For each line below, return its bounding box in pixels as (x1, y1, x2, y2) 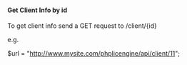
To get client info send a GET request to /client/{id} (7, 21, 157, 30)
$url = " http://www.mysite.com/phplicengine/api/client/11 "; (7, 49, 181, 58)
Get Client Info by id (7, 6, 68, 14)
